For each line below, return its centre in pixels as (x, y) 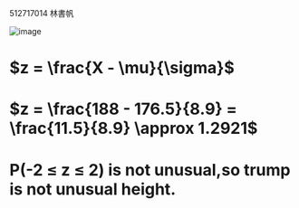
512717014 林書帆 (42, 13)
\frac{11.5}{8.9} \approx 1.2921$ (134, 128)
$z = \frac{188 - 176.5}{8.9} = (123, 109)
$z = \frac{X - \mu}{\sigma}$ (122, 68)
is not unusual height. (93, 189)
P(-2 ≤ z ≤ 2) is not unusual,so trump (150, 170)
